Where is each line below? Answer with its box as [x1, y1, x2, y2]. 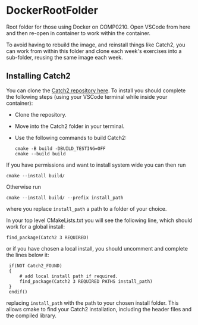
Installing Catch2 [6, 71, 71, 81]
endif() [8, 289, 28, 295]
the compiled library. [6, 312, 56, 319]
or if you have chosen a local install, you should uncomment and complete [6, 245, 188, 252]
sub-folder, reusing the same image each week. [6, 54, 123, 61]
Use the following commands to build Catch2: [14, 134, 127, 141]
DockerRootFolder [6, 4, 98, 17]
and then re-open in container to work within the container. [6, 29, 150, 36]
